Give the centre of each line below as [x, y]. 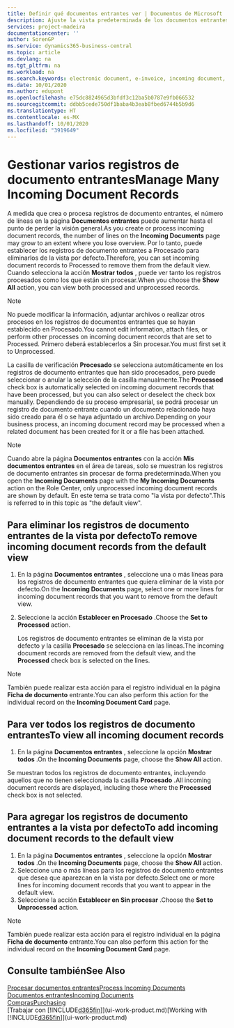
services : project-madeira [46, 26]
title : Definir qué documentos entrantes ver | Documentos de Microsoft [115, 14]
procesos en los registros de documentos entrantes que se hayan [102, 322]
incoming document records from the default [107, 546]
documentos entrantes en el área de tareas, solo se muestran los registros [115, 466]
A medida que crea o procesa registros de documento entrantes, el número [115, 214]
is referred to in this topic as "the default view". [75, 503]
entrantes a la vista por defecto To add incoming [113, 828]
